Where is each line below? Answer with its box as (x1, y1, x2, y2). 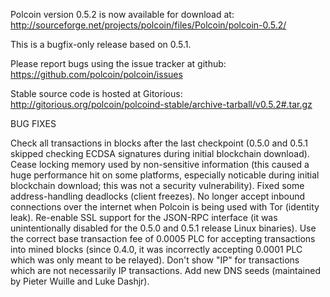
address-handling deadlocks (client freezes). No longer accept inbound (10, 190, 306, 202)
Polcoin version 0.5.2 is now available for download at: (10, 9, 235, 20)
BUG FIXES (10, 118, 57, 129)
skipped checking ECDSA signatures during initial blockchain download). (10, 148, 310, 159)
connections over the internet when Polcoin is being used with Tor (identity (10, 201, 320, 213)
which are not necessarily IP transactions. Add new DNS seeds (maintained (10, 265, 321, 276)
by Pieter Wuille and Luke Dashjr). (10, 275, 150, 287)
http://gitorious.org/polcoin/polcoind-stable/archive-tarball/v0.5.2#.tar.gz (10, 99, 313, 110)
